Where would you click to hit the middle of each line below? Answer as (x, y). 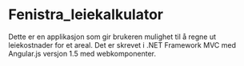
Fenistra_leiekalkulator (86, 15)
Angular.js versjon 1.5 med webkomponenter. (82, 53)
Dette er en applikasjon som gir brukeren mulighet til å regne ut (112, 37)
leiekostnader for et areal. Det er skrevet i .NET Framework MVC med (122, 45)
